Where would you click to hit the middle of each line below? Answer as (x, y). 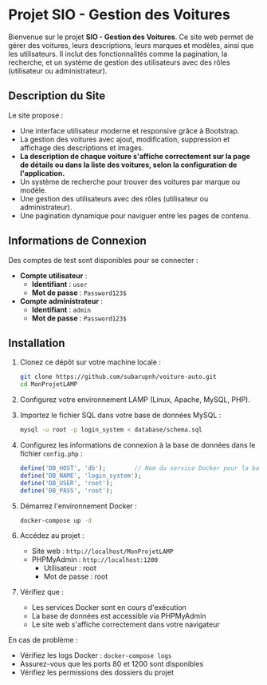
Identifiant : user (59, 284)
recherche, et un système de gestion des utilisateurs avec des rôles (119, 62)
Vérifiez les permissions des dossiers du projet (96, 672)
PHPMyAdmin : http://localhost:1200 (94, 560)
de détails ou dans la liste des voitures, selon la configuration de (128, 165)
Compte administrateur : (61, 301)
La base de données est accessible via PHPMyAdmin (119, 616)
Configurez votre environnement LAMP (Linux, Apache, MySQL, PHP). (135, 400)
